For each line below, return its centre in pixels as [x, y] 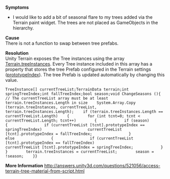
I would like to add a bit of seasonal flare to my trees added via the [83, 17]
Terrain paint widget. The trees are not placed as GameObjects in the [85, 23]
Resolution [17, 53]
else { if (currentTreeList [69, 138]
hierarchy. [23, 28]
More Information [24, 166]
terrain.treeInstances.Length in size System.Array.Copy [71, 103]
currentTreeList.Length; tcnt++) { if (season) [77, 121]
